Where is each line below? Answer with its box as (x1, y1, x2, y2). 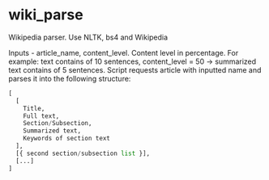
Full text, (23, 111, 60, 120)
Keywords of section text (23, 135, 111, 143)
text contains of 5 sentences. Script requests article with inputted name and (8, 65, 262, 74)
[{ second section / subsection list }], (15, 149, 151, 157)
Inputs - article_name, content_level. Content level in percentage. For (8, 48, 239, 57)
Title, (23, 104, 45, 112)
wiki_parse (8, 6, 83, 24)
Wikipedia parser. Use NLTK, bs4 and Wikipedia (8, 32, 169, 42)
